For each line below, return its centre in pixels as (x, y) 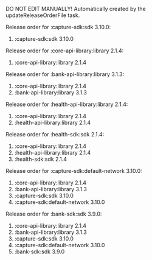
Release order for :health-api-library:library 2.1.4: (67, 104)
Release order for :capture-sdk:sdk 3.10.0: (58, 27)
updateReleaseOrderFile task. (43, 15)
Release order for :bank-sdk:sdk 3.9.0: (54, 214)
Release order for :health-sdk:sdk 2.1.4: (55, 134)
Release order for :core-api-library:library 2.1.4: (65, 51)
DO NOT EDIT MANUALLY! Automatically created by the (76, 9)
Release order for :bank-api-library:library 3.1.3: (65, 74)
